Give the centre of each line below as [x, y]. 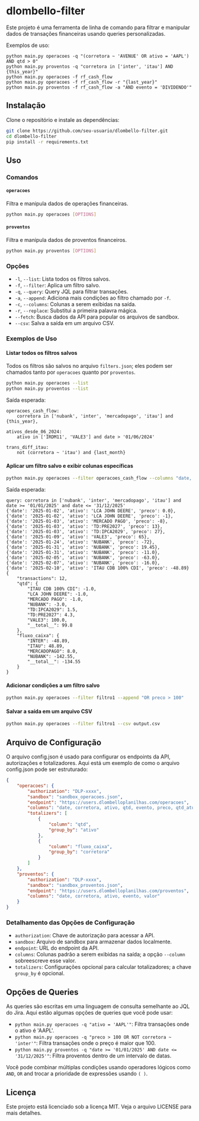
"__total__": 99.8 [50, 625]
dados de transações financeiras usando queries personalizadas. [86, 33]
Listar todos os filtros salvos [42, 352]
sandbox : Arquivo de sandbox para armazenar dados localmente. [93, 942]
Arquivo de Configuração [54, 742]
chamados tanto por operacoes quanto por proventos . [71, 372]
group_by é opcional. [40, 974]
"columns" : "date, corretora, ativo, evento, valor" [94, 896]
